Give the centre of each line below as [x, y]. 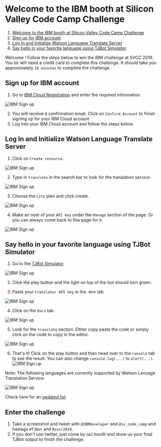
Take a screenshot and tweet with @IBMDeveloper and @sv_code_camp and [84, 424]
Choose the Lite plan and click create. [51, 196]
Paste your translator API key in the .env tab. [58, 292]
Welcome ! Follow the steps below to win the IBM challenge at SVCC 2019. [79, 57]
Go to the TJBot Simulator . [38, 264]
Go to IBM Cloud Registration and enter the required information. [77, 95]
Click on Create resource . [38, 158]
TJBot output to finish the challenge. [48, 439]
